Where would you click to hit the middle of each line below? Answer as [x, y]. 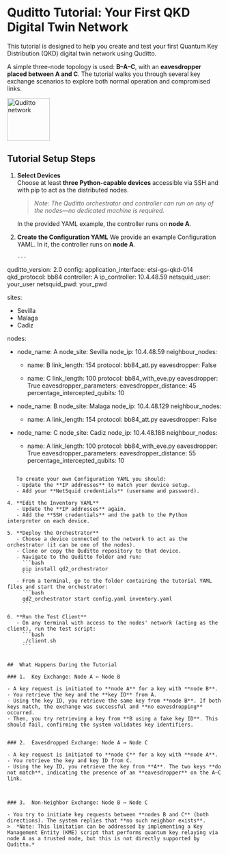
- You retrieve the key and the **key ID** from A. [82, 694]
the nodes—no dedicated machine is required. [99, 210]
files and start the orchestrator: [58, 587]
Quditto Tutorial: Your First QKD [99, 13]
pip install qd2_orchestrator [65, 569]
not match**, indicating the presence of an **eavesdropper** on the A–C [114, 773]
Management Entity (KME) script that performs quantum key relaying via [113, 832]
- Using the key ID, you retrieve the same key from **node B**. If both [114, 701]
